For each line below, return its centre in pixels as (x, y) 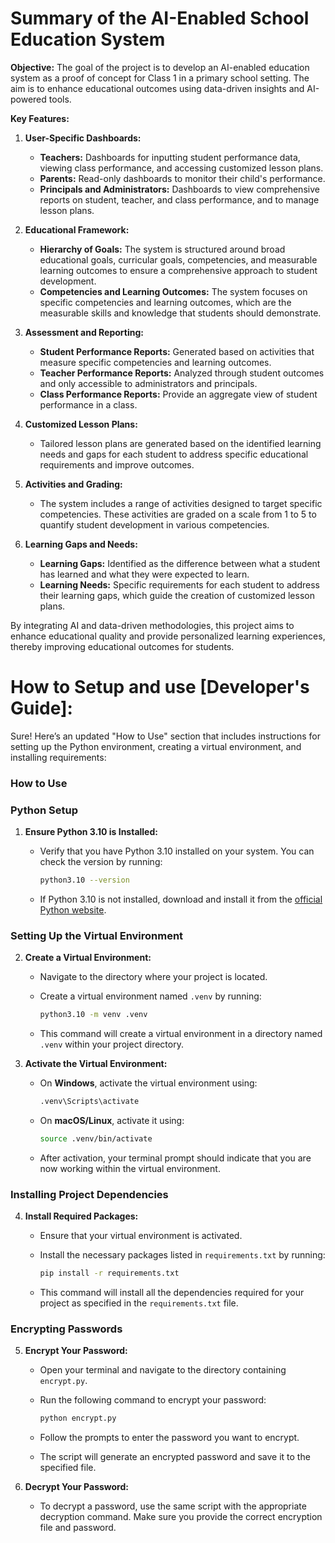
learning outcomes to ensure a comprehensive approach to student (178, 270)
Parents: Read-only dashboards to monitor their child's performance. (182, 178)
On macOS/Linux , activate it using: (112, 1121)
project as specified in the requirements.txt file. (139, 1303)
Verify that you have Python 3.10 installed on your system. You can (177, 851)
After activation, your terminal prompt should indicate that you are (175, 1158)
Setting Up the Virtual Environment (97, 935)
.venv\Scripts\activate (89, 1102)
